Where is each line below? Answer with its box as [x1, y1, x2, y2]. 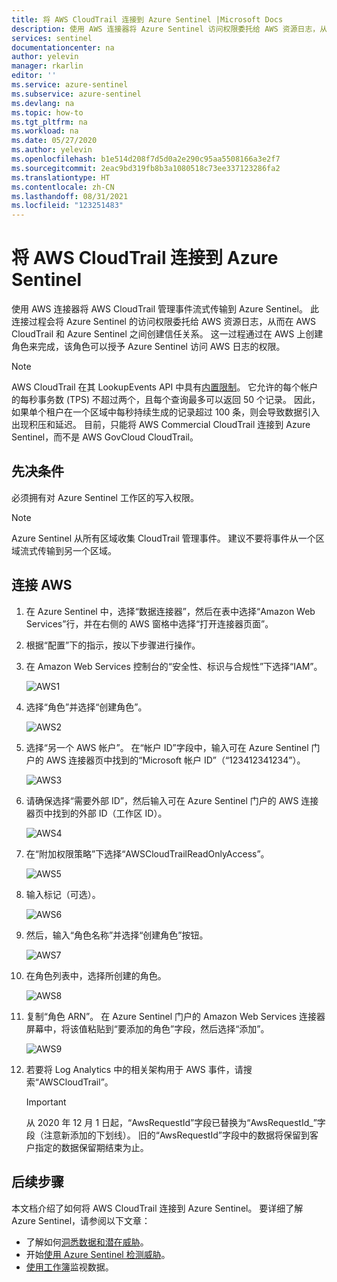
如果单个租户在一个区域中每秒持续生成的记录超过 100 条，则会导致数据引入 [11, 406, 321, 418]
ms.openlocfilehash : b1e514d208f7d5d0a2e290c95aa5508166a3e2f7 [11, 154, 281, 164]
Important [25, 1096, 67, 1108]
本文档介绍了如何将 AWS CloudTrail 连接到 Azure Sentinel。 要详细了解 [11, 1202, 304, 1214]
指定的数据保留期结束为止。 [34, 1141, 149, 1153]
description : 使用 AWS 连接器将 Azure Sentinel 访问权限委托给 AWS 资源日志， [11, 24, 321, 34]
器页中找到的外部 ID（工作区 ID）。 [25, 807, 168, 819]
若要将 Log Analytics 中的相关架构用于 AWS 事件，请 [25, 1063, 244, 1075]
